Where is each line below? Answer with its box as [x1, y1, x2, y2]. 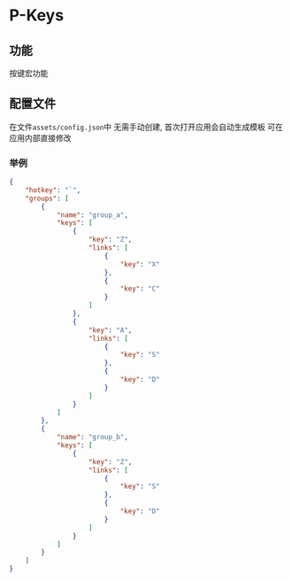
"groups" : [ [25, 194, 69, 203]
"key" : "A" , [88, 325, 133, 335]
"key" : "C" [119, 284, 161, 293]
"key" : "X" [119, 260, 161, 268]
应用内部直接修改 [9, 132, 72, 143]
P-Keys [9, 5, 65, 26]
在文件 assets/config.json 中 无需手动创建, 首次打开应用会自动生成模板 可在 [9, 121, 283, 132]
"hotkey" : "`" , [25, 185, 81, 195]
